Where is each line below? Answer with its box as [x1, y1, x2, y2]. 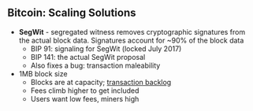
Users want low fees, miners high [30, 94, 140, 103]
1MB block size [18, 68, 68, 78]
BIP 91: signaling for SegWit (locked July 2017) [30, 43, 182, 54]
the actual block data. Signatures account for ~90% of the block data [18, 35, 244, 45]
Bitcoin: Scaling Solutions [7, 6, 136, 20]
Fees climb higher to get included [30, 86, 140, 95]
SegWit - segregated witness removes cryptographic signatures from [18, 27, 246, 36]
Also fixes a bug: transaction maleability [30, 61, 161, 70]
